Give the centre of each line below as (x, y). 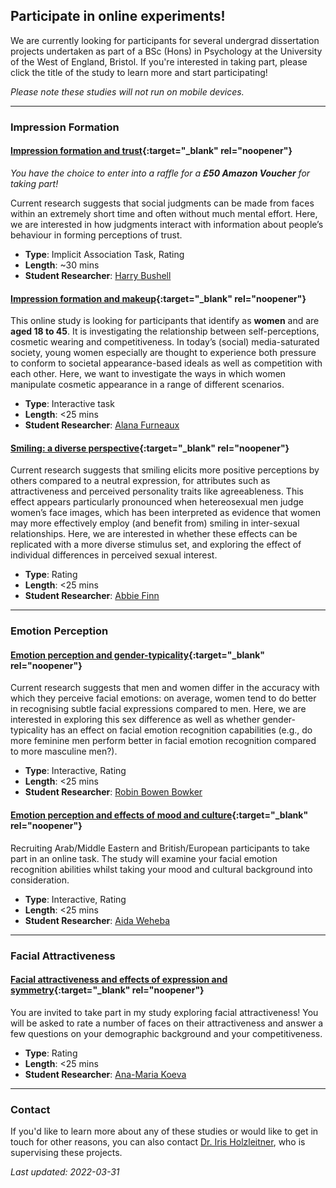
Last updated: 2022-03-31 (65, 1172)
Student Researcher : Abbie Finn (92, 596)
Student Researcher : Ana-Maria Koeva (105, 1074)
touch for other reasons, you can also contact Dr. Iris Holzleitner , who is (158, 1142)
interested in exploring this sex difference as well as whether (135, 720)
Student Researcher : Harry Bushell (98, 275)
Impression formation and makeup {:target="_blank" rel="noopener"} (158, 298)
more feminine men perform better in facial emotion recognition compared (163, 741)
